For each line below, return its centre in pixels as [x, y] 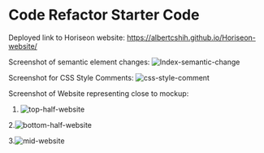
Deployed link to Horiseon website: [67, 37]
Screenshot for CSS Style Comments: [71, 77]
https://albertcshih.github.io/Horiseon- [191, 37]
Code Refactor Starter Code [104, 15]
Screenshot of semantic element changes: [79, 62]
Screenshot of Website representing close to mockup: [99, 93]
